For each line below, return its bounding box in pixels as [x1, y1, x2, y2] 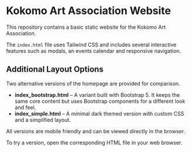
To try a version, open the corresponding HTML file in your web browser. [6, 139, 183, 146]
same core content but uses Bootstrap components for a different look [14, 97, 186, 104]
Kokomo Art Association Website [6, 4, 172, 18]
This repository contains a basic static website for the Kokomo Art [6, 23, 166, 31]
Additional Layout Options [6, 65, 104, 75]
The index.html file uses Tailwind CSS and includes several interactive [6, 41, 177, 48]
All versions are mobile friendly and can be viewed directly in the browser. [6, 127, 185, 134]
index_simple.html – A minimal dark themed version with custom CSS [14, 110, 185, 117]
